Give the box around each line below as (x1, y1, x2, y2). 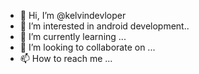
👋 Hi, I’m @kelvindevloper (19, 10, 127, 21)
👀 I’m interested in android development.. (19, 20, 190, 32)
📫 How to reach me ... (19, 53, 113, 64)
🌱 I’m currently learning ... (19, 31, 127, 42)
